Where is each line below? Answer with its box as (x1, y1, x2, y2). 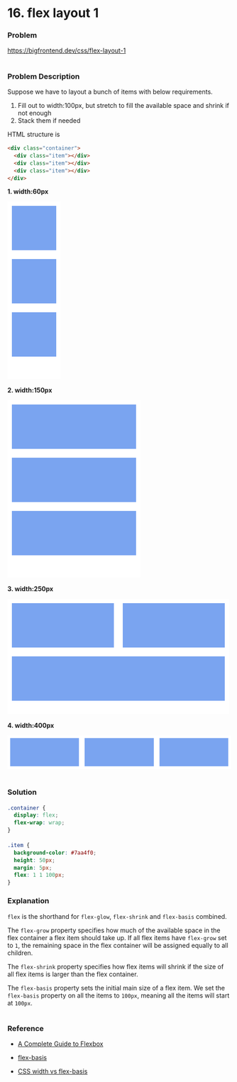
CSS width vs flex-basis (17, 1067, 88, 1076)
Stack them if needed (17, 116, 81, 125)
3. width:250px (7, 585, 54, 593)
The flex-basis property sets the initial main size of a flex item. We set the (7, 983, 226, 992)
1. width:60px (7, 187, 49, 196)
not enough (17, 109, 52, 118)
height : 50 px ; (13, 856, 55, 863)
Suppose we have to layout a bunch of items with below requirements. (7, 87, 213, 96)
